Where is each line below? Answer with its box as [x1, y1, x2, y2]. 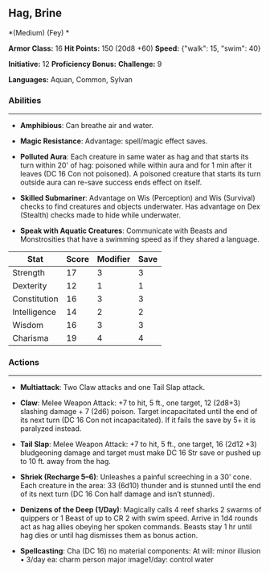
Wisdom [12, 320, 44, 331]
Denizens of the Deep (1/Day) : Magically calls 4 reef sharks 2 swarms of [19, 505, 262, 515]
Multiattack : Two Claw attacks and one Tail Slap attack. [19, 383, 206, 392]
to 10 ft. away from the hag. [19, 457, 111, 466]
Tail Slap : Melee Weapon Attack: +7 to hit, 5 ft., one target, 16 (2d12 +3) [19, 439, 257, 450]
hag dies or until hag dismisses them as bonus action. [19, 531, 198, 541]
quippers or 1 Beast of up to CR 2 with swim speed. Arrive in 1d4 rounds [19, 513, 259, 523]
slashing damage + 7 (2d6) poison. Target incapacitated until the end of [19, 407, 258, 417]
